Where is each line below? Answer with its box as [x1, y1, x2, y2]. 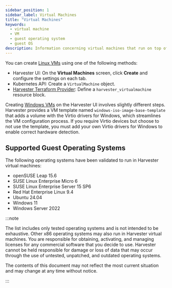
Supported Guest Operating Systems [5, 144, 126, 152]
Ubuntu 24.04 [12, 195, 42, 201]
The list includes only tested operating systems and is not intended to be [5, 225, 159, 232]
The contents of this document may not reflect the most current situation [5, 262, 159, 268]
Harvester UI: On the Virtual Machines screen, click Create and [12, 70, 148, 76]
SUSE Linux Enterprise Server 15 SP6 [12, 183, 91, 190]
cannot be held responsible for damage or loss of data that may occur [5, 247, 153, 253]
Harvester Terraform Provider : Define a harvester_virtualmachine [12, 86, 152, 92]
